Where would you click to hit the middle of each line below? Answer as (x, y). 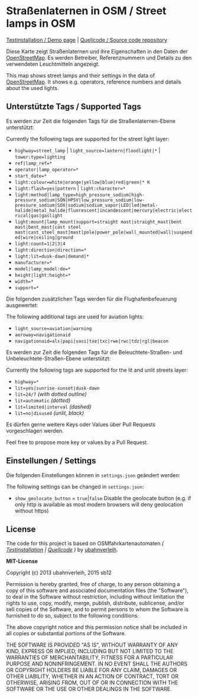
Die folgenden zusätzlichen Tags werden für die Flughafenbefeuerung (92, 299)
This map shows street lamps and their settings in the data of (81, 75)
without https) (32, 510)
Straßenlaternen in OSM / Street (86, 11)
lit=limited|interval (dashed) (53, 407)
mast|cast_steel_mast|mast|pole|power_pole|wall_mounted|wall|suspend (103, 232)
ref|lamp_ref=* (33, 163)
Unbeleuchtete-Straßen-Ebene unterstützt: (59, 358)
